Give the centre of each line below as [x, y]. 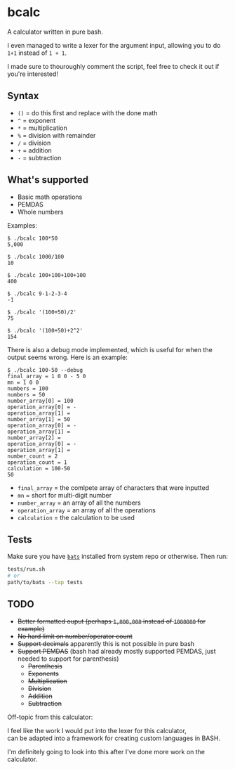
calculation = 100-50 [39, 468]
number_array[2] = [34, 438]
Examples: [22, 225]
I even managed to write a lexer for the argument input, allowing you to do [114, 45]
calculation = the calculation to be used [76, 517]
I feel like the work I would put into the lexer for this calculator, [97, 730]
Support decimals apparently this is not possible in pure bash [106, 643]
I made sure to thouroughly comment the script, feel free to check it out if [113, 66]
